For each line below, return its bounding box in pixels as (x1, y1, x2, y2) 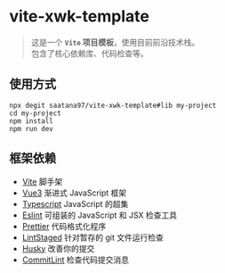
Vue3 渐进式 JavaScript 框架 (21, 187, 127, 198)
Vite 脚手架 (21, 176, 63, 186)
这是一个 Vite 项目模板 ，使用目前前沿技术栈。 (30, 37, 200, 47)
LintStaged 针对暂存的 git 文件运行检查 (21, 232, 165, 243)
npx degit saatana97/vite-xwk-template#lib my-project (9, 101, 217, 110)
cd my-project (9, 109, 62, 118)
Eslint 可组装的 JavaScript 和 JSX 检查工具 (21, 210, 178, 220)
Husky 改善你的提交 (21, 243, 95, 253)
